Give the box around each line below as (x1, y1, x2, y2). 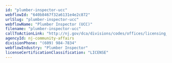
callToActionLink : (5, 31, 45, 36)
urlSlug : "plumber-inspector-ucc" (5, 17, 79, 22)
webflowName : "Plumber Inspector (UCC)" (5, 21, 93, 27)
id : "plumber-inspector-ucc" (5, 7, 68, 13)
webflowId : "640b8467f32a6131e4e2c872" (5, 12, 91, 17)
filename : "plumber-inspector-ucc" (5, 26, 81, 31)
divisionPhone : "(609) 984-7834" (5, 41, 77, 46)
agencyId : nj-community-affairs (5, 36, 74, 41)
